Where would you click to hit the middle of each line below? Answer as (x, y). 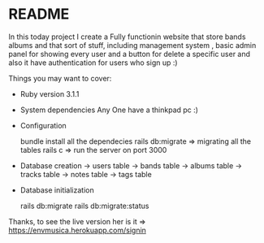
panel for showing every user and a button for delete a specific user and (129, 54)
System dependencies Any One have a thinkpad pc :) (109, 110)
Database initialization (57, 190)
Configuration (43, 125)
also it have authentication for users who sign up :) (93, 63)
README (39, 14)
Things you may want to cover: (60, 78)
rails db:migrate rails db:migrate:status (84, 206)
